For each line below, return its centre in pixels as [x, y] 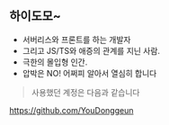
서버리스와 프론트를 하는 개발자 [76, 40]
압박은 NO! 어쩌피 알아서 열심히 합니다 [89, 73]
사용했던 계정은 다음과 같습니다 [85, 92]
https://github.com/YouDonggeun [71, 110]
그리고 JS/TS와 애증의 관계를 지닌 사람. [91, 50]
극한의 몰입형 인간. [55, 62]
